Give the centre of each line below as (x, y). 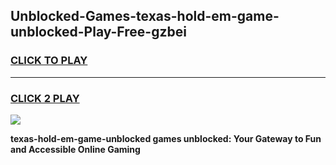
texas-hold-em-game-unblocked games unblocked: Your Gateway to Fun (166, 138)
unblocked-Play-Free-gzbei (98, 32)
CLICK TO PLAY (49, 61)
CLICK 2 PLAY (45, 98)
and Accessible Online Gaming (75, 149)
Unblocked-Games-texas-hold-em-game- (145, 16)
